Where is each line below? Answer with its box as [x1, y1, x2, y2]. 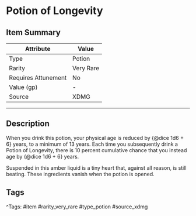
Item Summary [6, 28, 61, 37]
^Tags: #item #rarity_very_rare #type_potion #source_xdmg [6, 203, 148, 210]
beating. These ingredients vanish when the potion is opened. [6, 170, 155, 177]
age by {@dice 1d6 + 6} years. [6, 153, 79, 160]
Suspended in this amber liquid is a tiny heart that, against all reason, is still [6, 164, 187, 171]
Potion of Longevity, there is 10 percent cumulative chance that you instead [6, 146, 187, 153]
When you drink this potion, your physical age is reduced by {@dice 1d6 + [6, 134, 184, 141]
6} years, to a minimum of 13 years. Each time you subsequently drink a [6, 140, 178, 148]
